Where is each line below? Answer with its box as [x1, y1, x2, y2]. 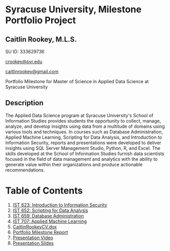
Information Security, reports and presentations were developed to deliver [5, 140, 161, 146]
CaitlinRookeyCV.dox [12, 223, 57, 229]
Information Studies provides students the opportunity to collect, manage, [5, 118, 161, 124]
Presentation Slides [12, 240, 54, 246]
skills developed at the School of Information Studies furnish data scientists [5, 150, 165, 157]
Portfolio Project [5, 14, 76, 26]
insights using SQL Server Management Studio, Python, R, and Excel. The [5, 145, 160, 151]
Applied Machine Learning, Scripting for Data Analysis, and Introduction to [5, 134, 162, 140]
